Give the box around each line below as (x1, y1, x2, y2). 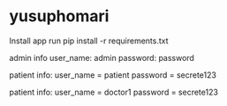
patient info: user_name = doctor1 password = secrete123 (9, 87, 219, 97)
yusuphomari (9, 6, 110, 26)
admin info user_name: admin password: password (9, 52, 194, 63)
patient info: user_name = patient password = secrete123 (9, 69, 216, 80)
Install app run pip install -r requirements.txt (9, 35, 170, 46)
